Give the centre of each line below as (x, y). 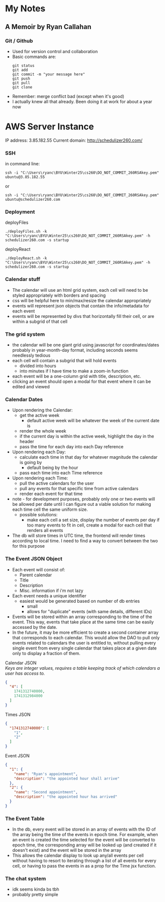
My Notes (25, 9)
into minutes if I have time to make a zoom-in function (74, 371)
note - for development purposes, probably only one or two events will (84, 499)
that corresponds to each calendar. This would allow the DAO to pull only (86, 637)
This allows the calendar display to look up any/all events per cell (78, 855)
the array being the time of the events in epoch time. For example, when (85, 835)
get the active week (40, 415)
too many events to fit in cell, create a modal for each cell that (89, 525)
